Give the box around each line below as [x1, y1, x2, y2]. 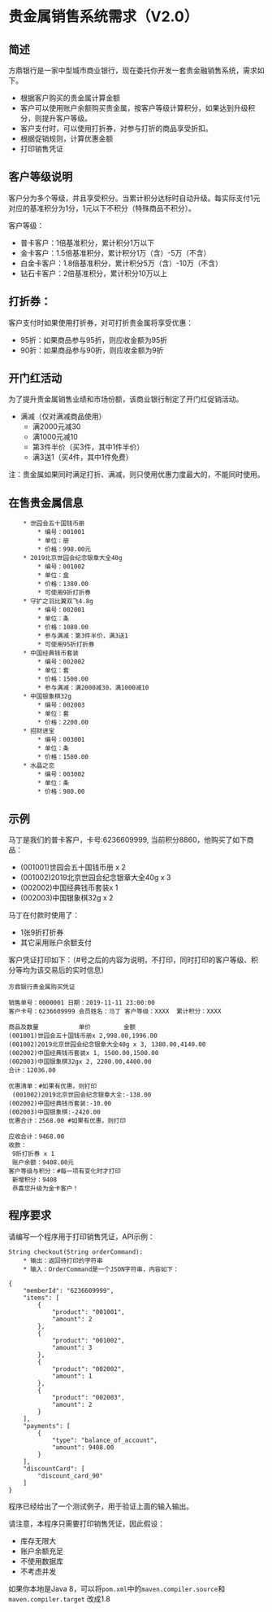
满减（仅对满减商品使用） [19, 412, 106, 422]
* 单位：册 [37, 537, 70, 545]
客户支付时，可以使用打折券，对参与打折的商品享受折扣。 [19, 124, 213, 133]
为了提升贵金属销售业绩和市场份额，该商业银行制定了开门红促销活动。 [8, 394, 244, 404]
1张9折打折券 [19, 927, 64, 937]
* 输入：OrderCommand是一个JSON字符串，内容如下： [23, 1265, 179, 1273]
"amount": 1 [51, 1372, 93, 1380]
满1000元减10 [32, 432, 79, 442]
